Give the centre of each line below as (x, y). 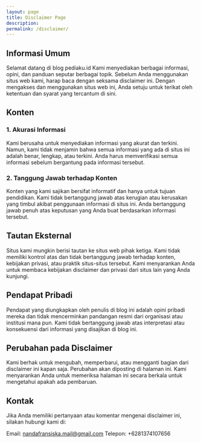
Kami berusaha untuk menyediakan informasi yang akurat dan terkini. (92, 143)
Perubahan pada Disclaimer (59, 348)
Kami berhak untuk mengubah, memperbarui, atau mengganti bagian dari (97, 363)
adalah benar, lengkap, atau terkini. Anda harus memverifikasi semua (92, 156)
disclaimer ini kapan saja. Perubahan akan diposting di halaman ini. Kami (97, 369)
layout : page (23, 12)
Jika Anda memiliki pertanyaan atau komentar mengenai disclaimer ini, (94, 416)
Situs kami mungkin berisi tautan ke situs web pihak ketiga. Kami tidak (94, 250)
